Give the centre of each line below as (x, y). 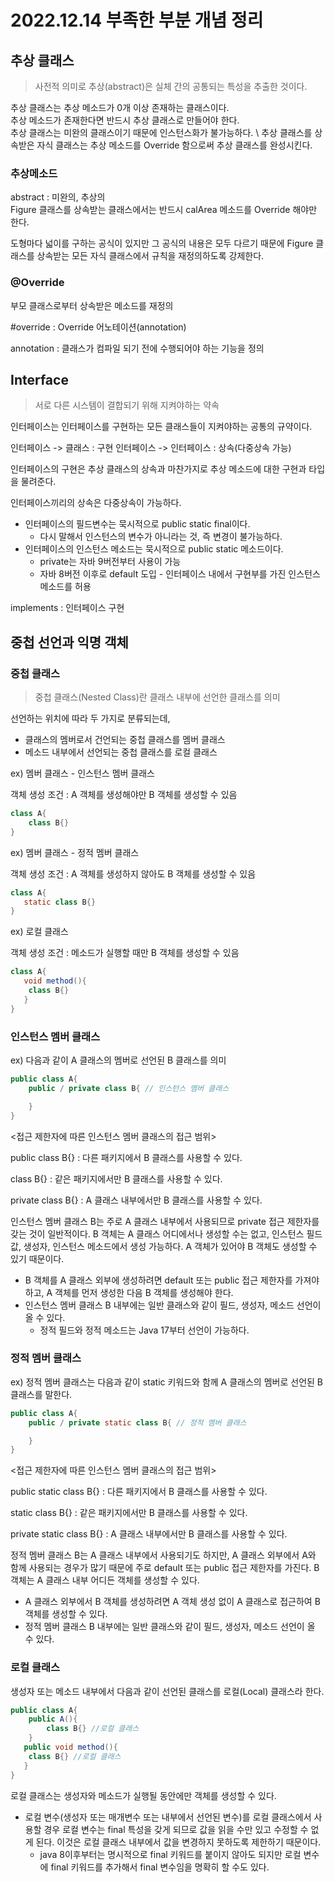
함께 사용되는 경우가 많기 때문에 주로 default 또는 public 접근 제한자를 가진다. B (165, 1568)
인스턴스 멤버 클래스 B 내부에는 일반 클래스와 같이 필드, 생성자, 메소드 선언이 (173, 1305)
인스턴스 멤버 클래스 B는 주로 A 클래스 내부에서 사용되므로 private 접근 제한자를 (165, 1221)
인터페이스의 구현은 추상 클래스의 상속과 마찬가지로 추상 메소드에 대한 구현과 (158, 469)
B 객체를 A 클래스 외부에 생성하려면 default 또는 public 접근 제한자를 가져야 (172, 1280)
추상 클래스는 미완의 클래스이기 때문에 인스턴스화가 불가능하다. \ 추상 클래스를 (161, 132)
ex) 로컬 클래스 (39, 932)
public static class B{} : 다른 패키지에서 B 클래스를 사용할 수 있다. (139, 1492)
